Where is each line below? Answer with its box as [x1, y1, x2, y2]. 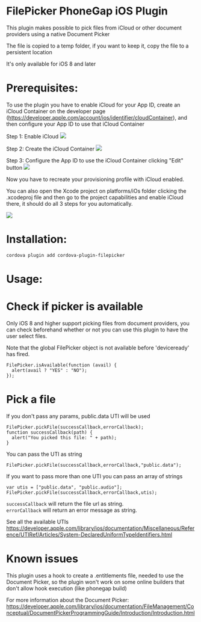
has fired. [6, 350, 30, 357]
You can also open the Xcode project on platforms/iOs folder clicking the [6, 187, 187, 194]
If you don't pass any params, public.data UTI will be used [6, 412, 150, 419]
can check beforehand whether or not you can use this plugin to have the [6, 326, 188, 333]
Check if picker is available [6, 300, 143, 313]
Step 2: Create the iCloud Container [6, 145, 95, 152]
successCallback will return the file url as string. [6, 500, 124, 507]
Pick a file [6, 393, 56, 407]
